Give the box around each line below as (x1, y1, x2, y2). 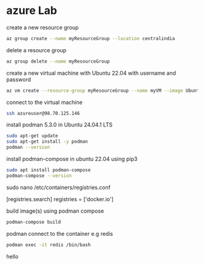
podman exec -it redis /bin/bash (6, 241, 91, 248)
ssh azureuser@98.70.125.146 (6, 110, 80, 116)
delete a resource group (6, 46, 67, 53)
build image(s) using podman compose (6, 207, 104, 215)
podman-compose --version (6, 173, 72, 179)
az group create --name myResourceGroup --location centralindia (6, 35, 175, 41)
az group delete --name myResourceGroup (6, 58, 110, 64)
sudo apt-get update (6, 133, 59, 139)
